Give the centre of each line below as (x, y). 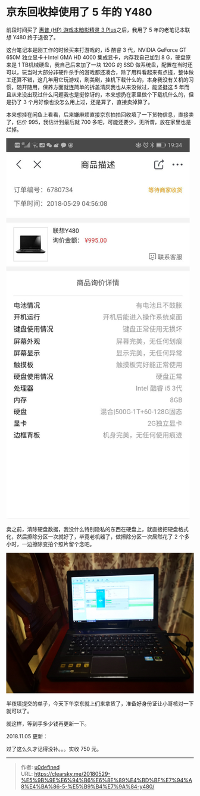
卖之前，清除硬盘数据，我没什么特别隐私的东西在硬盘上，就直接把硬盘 (92, 529)
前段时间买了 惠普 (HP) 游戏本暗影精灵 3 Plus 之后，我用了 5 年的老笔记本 (96, 30)
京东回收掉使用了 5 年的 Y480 (79, 12)
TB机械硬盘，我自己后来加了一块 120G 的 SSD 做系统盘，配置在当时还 (107, 65)
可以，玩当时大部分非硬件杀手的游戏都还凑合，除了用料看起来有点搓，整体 (97, 72)
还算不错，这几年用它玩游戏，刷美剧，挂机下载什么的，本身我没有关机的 (100, 79)
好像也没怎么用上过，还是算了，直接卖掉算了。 (96, 102)
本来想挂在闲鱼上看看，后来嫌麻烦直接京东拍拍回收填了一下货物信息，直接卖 (100, 114)
